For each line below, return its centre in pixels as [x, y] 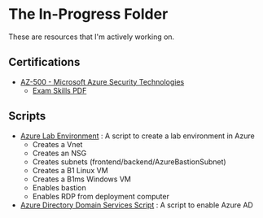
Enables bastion [59, 187]
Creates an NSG [59, 153]
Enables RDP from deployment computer [101, 196]
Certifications [44, 62]
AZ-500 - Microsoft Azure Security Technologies [102, 81]
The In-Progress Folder [88, 14]
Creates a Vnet [57, 144]
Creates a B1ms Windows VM [82, 179]
